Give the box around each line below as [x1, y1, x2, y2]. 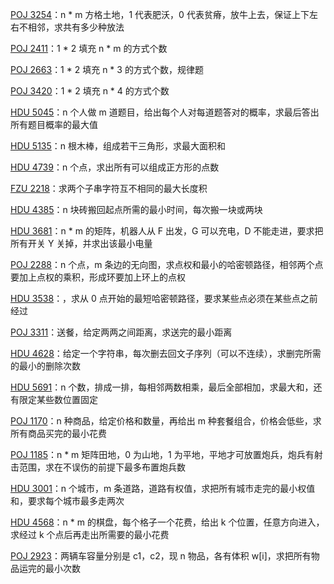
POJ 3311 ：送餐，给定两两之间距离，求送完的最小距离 [10, 326, 233, 338]
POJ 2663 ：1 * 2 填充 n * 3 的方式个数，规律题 [10, 64, 204, 75]
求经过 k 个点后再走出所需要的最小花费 [10, 529, 170, 540]
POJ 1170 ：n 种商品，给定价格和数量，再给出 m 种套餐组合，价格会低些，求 [10, 415, 322, 427]
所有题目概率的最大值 [10, 119, 98, 130]
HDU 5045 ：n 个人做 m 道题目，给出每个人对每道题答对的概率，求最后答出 [10, 106, 320, 118]
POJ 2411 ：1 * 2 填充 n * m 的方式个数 [10, 43, 168, 54]
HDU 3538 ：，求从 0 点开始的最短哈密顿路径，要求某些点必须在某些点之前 [10, 293, 318, 304]
